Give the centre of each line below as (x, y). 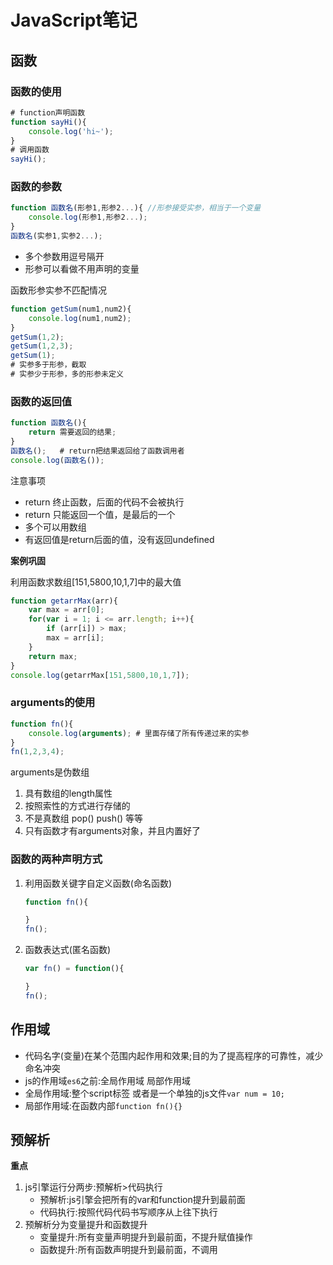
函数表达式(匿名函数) (68, 950)
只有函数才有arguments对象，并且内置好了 (113, 831)
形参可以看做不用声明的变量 (82, 268)
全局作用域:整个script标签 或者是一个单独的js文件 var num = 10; (154, 1093)
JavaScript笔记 (74, 20)
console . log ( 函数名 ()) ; (57, 460)
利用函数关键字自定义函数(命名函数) (98, 883)
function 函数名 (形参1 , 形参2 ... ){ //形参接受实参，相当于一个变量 (136, 208)
